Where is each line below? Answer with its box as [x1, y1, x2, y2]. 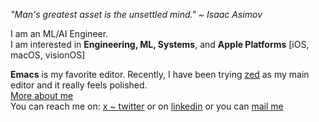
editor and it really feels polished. [10, 79, 148, 91]
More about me [10, 90, 74, 101]
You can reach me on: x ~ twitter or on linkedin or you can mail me [10, 100, 284, 112]
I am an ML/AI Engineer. [10, 28, 109, 39]
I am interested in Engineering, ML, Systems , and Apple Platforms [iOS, [10, 39, 310, 50]
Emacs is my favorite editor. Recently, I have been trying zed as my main [10, 69, 310, 80]
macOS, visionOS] [10, 49, 86, 61]
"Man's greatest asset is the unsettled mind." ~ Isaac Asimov [10, 9, 263, 20]
